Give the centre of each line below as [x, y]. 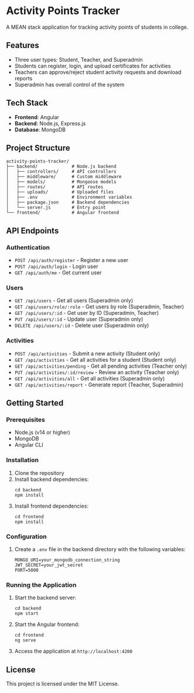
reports [23, 78]
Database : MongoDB [40, 130]
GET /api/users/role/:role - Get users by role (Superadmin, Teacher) [99, 307]
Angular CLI [29, 445]
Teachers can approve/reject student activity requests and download [98, 72]
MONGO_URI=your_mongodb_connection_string [67, 560]
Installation [23, 460]
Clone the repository [39, 473]
